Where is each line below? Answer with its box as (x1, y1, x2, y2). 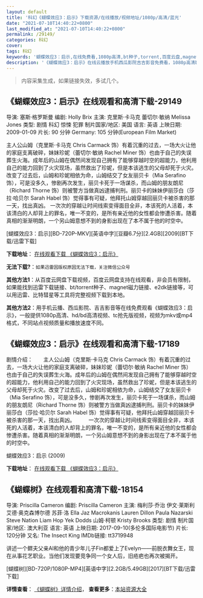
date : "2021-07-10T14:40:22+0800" (6, 20, 94, 26)
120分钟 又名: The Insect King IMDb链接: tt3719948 (6, 531, 134, 539)
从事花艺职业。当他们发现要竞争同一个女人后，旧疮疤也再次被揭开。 (11, 552, 181, 559)
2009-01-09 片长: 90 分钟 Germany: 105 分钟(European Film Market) (6, 128, 177, 136)
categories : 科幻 (6, 37, 48, 43)
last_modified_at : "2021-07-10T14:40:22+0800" (6, 25, 126, 32)
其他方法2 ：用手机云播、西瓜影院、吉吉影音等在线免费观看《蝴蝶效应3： (6, 304, 188, 312)
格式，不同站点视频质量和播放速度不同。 (6, 319, 107, 327)
